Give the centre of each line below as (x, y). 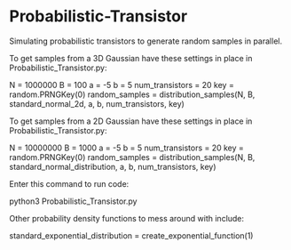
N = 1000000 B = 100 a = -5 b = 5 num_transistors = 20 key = (122, 85)
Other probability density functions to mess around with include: (127, 218)
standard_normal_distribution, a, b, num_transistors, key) (113, 166)
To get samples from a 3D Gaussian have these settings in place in (131, 58)
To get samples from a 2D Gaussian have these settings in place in (131, 121)
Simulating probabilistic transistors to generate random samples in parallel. (145, 41)
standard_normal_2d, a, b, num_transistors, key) (97, 103)
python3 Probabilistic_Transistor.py (73, 201)
